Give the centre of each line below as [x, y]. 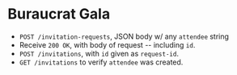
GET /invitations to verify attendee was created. [101, 62]
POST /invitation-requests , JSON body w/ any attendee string [124, 36]
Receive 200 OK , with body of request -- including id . [107, 44]
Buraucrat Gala [59, 14]
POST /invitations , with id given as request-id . [99, 53]
